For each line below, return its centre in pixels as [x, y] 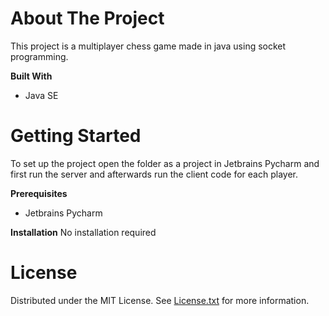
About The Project [87, 18]
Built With [31, 76]
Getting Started [76, 136]
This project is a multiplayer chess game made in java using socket [148, 46]
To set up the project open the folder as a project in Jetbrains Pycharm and [165, 163]
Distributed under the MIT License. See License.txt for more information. [160, 300]
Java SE [41, 95]
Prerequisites [39, 193]
